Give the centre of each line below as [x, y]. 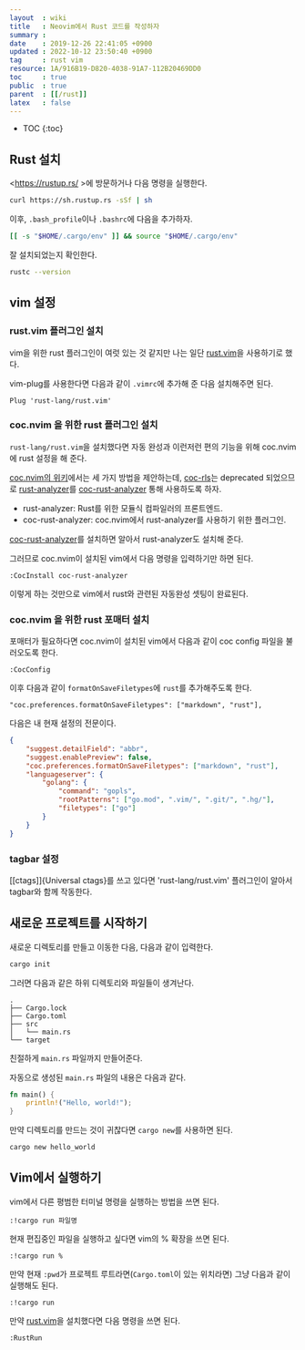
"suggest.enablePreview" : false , [89, 757]
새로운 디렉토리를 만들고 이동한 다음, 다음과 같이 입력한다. [112, 947]
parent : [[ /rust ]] [49, 94]
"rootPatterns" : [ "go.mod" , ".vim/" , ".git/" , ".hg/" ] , [166, 800]
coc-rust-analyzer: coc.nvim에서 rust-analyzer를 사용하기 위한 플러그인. [154, 520]
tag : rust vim [46, 60]
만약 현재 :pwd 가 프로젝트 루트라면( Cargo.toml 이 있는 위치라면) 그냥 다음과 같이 [150, 1273]
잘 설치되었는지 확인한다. [53, 254]
